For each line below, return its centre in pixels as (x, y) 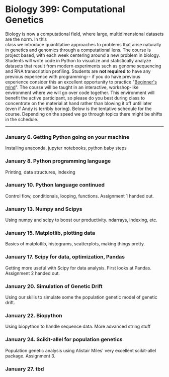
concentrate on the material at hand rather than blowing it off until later (78, 103)
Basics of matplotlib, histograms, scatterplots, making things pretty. (75, 244)
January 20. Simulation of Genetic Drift (54, 286)
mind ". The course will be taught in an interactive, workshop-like (72, 87)
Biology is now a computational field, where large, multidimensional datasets (84, 34)
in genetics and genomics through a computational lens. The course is (78, 50)
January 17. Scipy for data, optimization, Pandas (65, 257)
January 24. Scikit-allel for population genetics (64, 339)
